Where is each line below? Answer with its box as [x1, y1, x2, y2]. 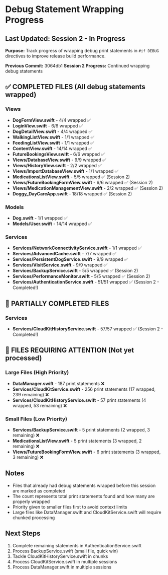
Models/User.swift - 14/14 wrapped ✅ [12, 221, 92, 227]
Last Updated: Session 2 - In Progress [5, 34, 125, 43]
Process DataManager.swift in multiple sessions [12, 564, 112, 570]
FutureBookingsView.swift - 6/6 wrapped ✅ [12, 151, 105, 157]
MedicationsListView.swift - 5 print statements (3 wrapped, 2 [12, 438, 142, 444]
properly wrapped [12, 498, 50, 505]
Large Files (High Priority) [5, 369, 69, 376]
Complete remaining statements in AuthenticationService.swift [12, 542, 142, 548]
